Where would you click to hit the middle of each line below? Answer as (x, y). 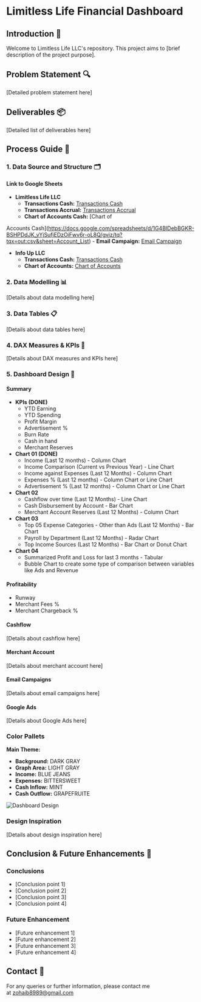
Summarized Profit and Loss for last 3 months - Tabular (94, 558)
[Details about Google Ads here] (46, 721)
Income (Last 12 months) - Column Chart (75, 460)
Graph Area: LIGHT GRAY (47, 768)
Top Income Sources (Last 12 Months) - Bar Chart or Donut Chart (105, 545)
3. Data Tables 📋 (32, 314)
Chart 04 (27, 551)
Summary (19, 388)
